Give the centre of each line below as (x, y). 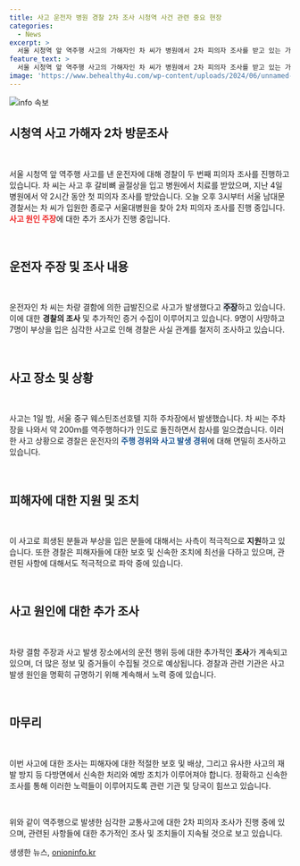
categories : (31, 26)
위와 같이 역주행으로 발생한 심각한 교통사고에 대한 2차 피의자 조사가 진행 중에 (142, 822)
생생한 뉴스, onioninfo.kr (53, 852)
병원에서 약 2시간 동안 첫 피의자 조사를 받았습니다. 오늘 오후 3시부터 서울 (135, 196)
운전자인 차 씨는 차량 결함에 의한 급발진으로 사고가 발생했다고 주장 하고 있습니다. (147, 307)
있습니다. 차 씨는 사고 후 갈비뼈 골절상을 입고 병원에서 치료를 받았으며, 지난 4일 (146, 185)
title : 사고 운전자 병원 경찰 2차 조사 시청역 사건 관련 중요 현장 (116, 17)
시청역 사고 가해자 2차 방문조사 (89, 134)
